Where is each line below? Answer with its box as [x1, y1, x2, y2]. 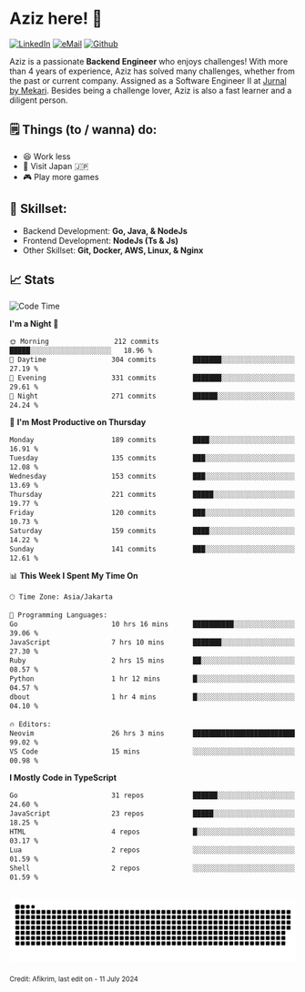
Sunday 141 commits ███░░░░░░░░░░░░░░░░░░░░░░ [9, 545, 296, 554]
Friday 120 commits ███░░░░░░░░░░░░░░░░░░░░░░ [9, 509, 296, 518]
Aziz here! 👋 [9, 8, 103, 29]
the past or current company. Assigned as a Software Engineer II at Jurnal [9, 75, 287, 86]
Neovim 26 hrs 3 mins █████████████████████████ [9, 729, 296, 738]
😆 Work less [22, 150, 71, 162]
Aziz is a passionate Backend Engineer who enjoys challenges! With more [9, 56, 289, 66]
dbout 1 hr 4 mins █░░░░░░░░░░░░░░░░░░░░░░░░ [9, 693, 296, 702]
